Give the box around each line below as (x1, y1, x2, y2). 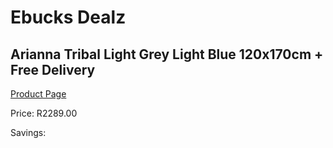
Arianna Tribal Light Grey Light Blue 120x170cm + (10, 46, 324, 63)
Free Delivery (10, 61, 96, 78)
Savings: (10, 127, 47, 138)
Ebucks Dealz (10, 6, 127, 29)
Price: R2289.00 (10, 107, 78, 119)
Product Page (10, 88, 67, 100)
